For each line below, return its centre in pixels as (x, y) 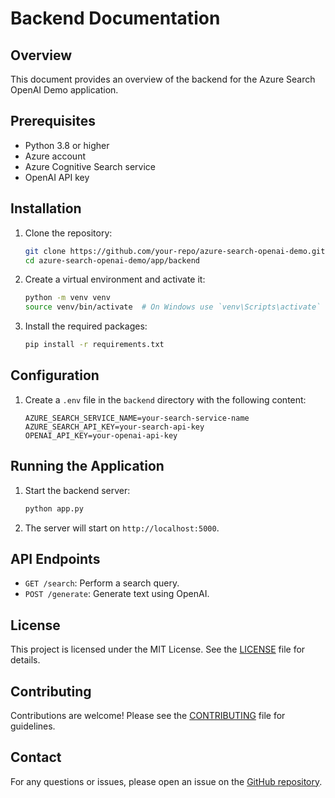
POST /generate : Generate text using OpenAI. (117, 594)
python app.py (54, 508)
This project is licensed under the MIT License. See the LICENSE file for (158, 649)
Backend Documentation (115, 18)
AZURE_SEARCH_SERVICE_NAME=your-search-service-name (137, 418)
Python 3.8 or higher (67, 145)
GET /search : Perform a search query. (102, 583)
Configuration (55, 375)
